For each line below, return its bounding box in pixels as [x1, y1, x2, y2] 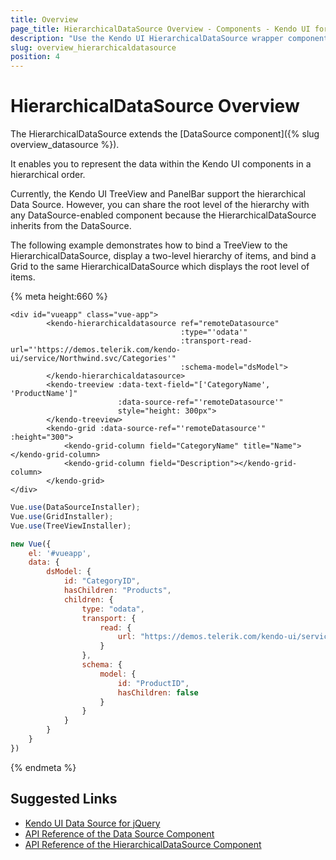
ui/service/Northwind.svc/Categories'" [10, 354, 177, 364]
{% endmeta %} [10, 761, 77, 773]
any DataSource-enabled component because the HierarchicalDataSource [10, 209, 317, 221]
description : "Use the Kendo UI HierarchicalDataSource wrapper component [10, 33, 329, 43]
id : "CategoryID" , [63, 576, 141, 586]
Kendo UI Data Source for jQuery [24, 817, 161, 829]
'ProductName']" [10, 389, 78, 399]
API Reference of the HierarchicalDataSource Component [24, 838, 262, 850]
